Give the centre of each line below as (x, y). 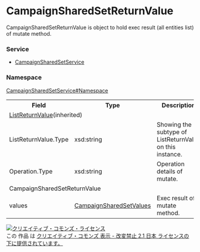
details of (170, 171)
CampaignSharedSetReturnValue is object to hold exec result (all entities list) (100, 27)
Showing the (174, 124)
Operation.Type (31, 171)
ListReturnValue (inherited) (46, 115)
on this (166, 147)
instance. (170, 154)
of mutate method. (29, 33)
